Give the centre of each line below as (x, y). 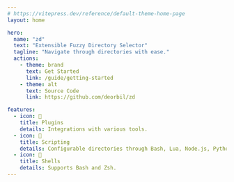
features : (22, 110)
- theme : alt (39, 84)
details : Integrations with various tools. (84, 129)
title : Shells (40, 162)
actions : (26, 59)
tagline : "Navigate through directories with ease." (92, 52)
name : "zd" (29, 39)
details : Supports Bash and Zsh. (68, 168)
